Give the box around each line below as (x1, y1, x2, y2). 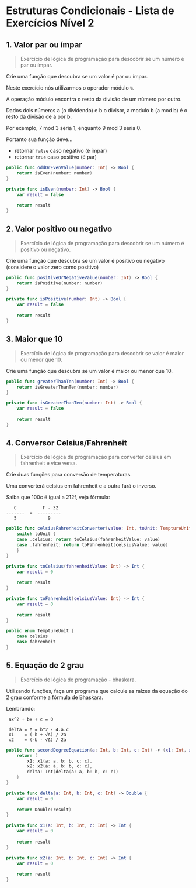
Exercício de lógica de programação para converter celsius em (20, 454, 171, 461)
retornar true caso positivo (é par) (14, 153, 97, 160)
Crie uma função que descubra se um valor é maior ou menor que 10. (6, 367, 173, 374)
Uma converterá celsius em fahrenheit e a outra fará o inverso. (6, 482, 156, 489)
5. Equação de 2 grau (6, 660, 85, 671)
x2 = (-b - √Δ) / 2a (8, 736, 66, 743)
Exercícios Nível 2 (6, 16, 94, 30)
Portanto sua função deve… (6, 136, 73, 143)
